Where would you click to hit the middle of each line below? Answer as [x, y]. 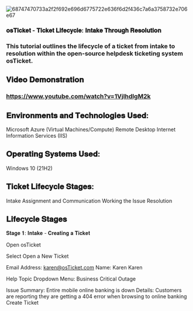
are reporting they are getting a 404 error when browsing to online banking [96, 296]
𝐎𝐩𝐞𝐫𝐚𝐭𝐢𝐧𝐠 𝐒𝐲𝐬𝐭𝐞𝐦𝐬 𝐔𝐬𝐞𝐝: [53, 154]
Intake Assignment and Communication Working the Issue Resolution [89, 201]
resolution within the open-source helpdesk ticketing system [94, 53]
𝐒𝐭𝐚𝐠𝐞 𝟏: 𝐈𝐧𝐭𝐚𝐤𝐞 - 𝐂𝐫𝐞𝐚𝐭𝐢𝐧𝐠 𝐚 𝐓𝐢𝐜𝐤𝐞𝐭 [48, 233]
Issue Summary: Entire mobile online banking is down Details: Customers [94, 291]
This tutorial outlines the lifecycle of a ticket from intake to [91, 46]
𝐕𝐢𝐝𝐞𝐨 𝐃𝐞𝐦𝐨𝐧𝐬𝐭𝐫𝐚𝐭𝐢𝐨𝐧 [45, 80]
